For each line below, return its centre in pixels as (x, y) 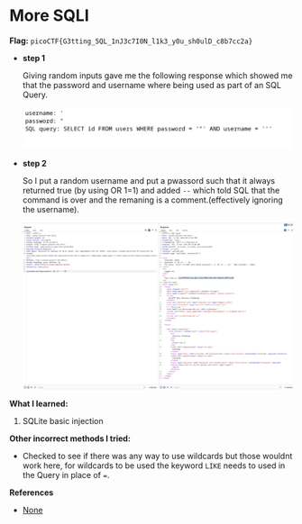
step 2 (34, 163)
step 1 (34, 58)
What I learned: (39, 404)
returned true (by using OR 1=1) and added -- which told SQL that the (151, 190)
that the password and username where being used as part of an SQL (152, 85)
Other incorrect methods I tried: (70, 438)
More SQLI (50, 16)
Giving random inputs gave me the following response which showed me (157, 75)
